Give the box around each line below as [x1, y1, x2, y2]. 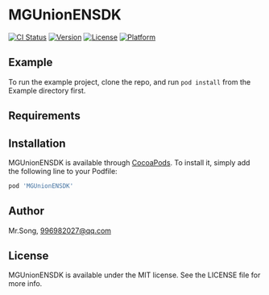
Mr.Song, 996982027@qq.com [8, 226, 111, 235]
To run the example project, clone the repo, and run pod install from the [8, 77, 251, 86]
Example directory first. [8, 85, 86, 95]
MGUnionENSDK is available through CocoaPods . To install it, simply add [8, 157, 250, 167]
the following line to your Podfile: [8, 166, 118, 176]
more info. [8, 279, 43, 289]
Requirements [8, 109, 81, 123]
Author [8, 204, 44, 218]
